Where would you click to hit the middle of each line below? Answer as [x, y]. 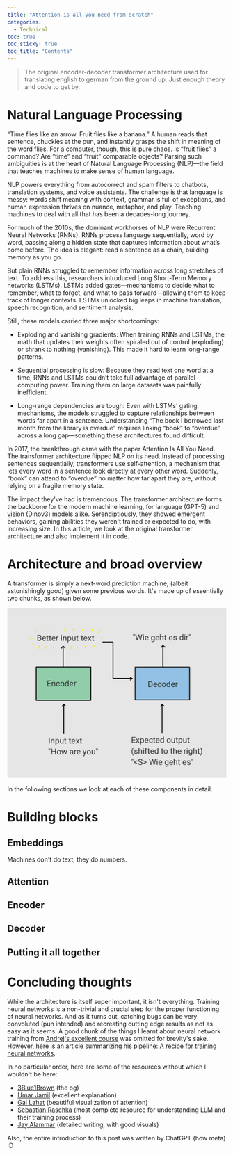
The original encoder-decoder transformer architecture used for [116, 72]
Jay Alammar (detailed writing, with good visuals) [88, 1124]
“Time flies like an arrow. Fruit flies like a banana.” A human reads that [107, 134]
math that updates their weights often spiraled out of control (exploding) [121, 341]
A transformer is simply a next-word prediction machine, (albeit [98, 583]
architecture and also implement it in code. [69, 536]
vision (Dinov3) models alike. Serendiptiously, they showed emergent [106, 514]
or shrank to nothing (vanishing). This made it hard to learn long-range [118, 349]
